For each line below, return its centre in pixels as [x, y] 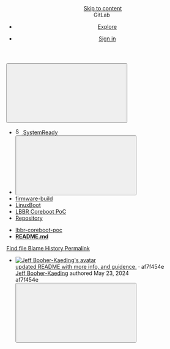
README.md [32, 236]
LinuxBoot [28, 205]
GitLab [102, 15]
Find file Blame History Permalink [48, 248]
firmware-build [34, 198]
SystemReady [40, 132]
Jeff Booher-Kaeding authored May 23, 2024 [72, 273]
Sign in [107, 39]
